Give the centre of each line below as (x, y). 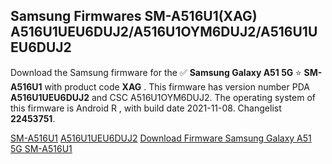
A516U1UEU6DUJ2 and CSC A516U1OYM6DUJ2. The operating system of (163, 97)
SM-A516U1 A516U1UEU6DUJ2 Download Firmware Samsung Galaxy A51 (161, 138)
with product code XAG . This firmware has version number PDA (177, 86)
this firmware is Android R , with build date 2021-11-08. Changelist (146, 108)
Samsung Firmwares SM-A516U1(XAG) (134, 16)
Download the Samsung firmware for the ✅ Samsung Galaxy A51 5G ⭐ (156, 72)
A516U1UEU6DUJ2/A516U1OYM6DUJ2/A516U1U (164, 32)
